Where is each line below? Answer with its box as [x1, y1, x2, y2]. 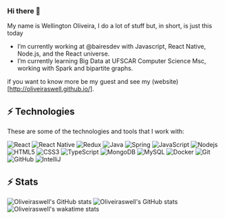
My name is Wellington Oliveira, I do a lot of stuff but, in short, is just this [7, 22, 213, 30]
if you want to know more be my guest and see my [7, 78, 151, 86]
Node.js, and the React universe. [17, 49, 110, 58]
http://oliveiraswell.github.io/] [9, 85, 93, 93]
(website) [151, 78, 179, 86]
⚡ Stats [7, 176, 39, 187]
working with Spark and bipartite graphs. [17, 65, 133, 73]
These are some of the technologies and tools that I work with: [7, 127, 184, 136]
